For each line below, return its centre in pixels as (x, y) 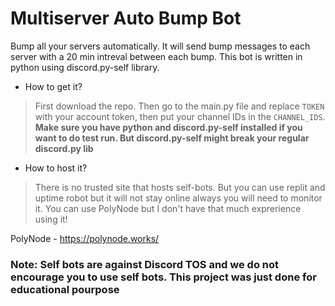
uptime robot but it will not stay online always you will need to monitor (178, 198)
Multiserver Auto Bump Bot (126, 18)
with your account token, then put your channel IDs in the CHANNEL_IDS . (180, 116)
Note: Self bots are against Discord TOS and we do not (145, 264)
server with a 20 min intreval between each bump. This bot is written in (156, 56)
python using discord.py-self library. (85, 67)
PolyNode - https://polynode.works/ (85, 238)
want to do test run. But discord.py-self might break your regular (172, 138)
